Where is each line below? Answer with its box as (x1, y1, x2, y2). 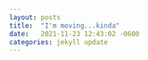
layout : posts (9, 12, 62, 22)
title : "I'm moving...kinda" (9, 21, 121, 30)
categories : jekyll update (9, 37, 108, 47)
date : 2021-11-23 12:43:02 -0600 (9, 29, 140, 38)
